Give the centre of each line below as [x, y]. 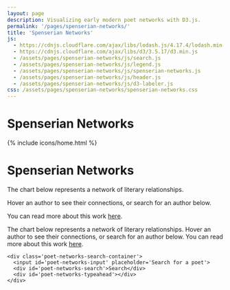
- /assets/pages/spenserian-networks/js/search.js [87, 58]
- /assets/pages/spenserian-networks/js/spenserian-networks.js [107, 71]
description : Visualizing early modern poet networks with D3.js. [104, 20]
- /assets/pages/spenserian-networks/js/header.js [87, 77]
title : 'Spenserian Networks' [50, 33]
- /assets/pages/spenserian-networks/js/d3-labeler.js [93, 84]
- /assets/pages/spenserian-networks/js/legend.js [87, 64]
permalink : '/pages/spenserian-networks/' [69, 26]
